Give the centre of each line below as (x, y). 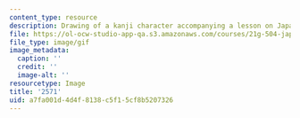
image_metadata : (39, 51)
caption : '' (40, 59)
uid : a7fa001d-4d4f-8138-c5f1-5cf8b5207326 (92, 100)
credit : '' (37, 67)
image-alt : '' (43, 75)
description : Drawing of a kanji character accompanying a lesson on (142, 26)
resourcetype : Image (48, 83)
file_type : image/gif (50, 42)
